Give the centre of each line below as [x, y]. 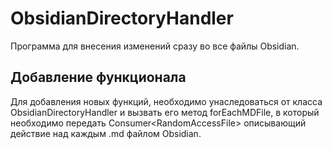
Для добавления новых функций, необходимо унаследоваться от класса [166, 101]
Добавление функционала [98, 77]
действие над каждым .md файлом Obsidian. [106, 133]
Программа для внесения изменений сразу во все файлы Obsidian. [155, 46]
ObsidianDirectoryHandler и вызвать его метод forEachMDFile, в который [165, 112]
